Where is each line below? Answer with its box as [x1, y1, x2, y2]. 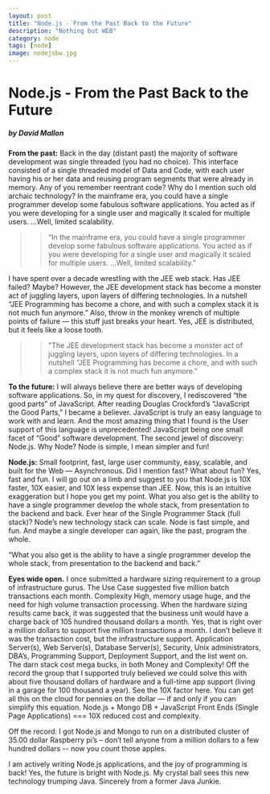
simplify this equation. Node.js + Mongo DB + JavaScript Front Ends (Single [8, 702, 259, 713]
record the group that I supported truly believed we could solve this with [8, 668, 247, 678]
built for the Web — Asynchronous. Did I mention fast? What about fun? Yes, [8, 466, 261, 476]
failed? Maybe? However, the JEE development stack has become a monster [8, 283, 262, 292]
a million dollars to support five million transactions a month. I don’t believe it [8, 626, 262, 635]
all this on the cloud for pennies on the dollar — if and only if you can [8, 694, 237, 704]
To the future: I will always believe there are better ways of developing [8, 382, 243, 391]
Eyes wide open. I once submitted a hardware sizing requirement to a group [8, 574, 261, 584]
